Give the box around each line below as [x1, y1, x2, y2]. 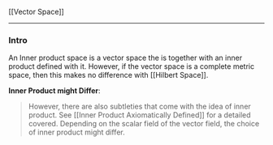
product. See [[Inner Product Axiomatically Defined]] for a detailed [28, 110, 251, 120]
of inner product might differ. [28, 127, 125, 137]
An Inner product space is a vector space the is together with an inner [8, 53, 242, 63]
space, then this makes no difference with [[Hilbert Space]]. [8, 70, 209, 80]
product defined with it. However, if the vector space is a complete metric [8, 62, 254, 71]
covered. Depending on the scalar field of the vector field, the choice [28, 119, 260, 129]
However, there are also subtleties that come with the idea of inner [28, 101, 252, 112]
